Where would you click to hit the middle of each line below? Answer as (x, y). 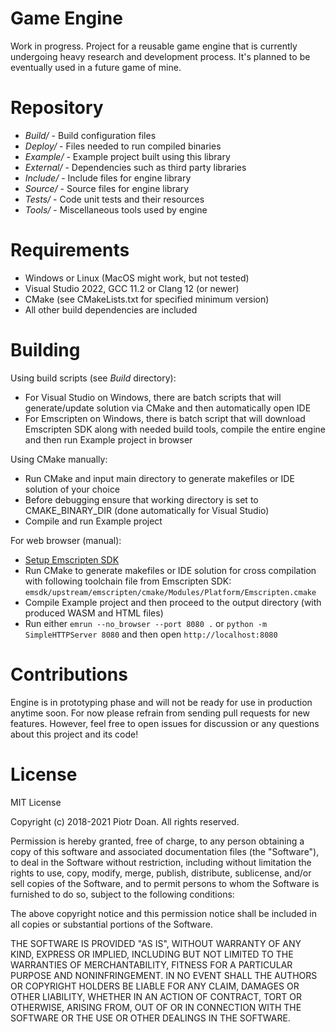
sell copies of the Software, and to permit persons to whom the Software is (165, 883)
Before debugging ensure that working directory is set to (141, 499)
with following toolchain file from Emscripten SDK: (128, 581)
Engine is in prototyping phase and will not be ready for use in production (161, 702)
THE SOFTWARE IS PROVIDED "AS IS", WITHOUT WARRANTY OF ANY (156, 943)
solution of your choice (72, 489)
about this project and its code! (74, 734)
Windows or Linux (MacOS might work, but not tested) (137, 278)
